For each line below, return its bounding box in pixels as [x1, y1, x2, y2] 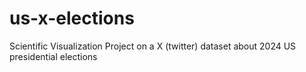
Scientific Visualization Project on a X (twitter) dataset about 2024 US [9, 40, 297, 52]
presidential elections [9, 50, 98, 62]
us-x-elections [9, 7, 135, 30]
